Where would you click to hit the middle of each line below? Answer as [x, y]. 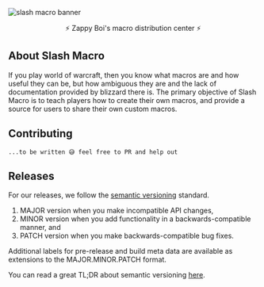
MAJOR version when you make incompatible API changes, [117, 211]
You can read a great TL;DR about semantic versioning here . [107, 275]
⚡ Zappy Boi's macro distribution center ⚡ [133, 28]
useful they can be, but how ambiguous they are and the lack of [112, 83]
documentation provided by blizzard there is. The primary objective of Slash [132, 92]
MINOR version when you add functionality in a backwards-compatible [135, 219]
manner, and [40, 228]
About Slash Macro [57, 56]
